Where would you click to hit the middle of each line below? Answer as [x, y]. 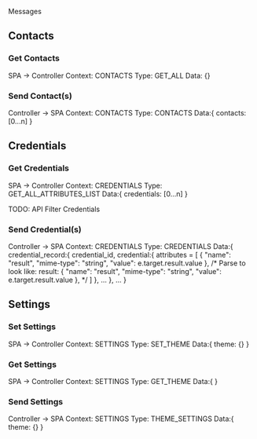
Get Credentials [39, 168]
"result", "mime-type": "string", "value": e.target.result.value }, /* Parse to [127, 263]
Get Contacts [34, 58]
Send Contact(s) [40, 96]
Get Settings [33, 364]
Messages [25, 11]
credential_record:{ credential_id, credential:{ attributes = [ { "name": [120, 254]
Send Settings [36, 401]
